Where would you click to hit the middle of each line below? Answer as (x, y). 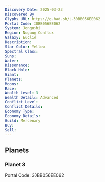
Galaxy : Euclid (21, 38)
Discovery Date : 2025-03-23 (34, 10)
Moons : (12, 84)
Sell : (11, 130)
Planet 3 (15, 164)
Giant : (12, 75)
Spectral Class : (22, 51)
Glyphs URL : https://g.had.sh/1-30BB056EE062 (52, 19)
